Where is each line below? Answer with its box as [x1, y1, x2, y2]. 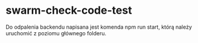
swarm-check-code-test [5, 4, 132, 17]
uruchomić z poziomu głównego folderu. [5, 29, 107, 36]
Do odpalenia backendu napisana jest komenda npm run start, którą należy [5, 23, 193, 30]
